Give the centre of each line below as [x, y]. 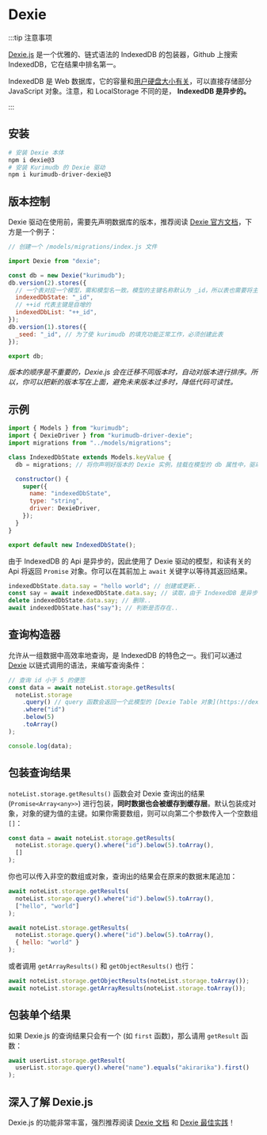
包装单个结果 [40, 1015]
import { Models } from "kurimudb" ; [69, 428]
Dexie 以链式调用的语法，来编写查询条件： [78, 665]
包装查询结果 [40, 773]
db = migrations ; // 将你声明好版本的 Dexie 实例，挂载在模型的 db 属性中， [132, 464]
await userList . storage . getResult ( [67, 1060]
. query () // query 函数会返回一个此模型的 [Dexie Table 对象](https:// [135, 702]
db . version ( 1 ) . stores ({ [48, 327]
